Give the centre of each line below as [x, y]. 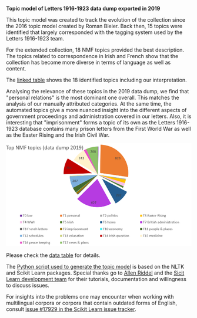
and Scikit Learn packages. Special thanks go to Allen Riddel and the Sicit [95, 273]
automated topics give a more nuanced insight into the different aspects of [96, 110]
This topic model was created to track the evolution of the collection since [96, 20]
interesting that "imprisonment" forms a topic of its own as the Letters [91, 122]
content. [16, 69]
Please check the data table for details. [54, 255]
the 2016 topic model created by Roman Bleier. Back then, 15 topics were [94, 26]
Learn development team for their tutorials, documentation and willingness [96, 279]
